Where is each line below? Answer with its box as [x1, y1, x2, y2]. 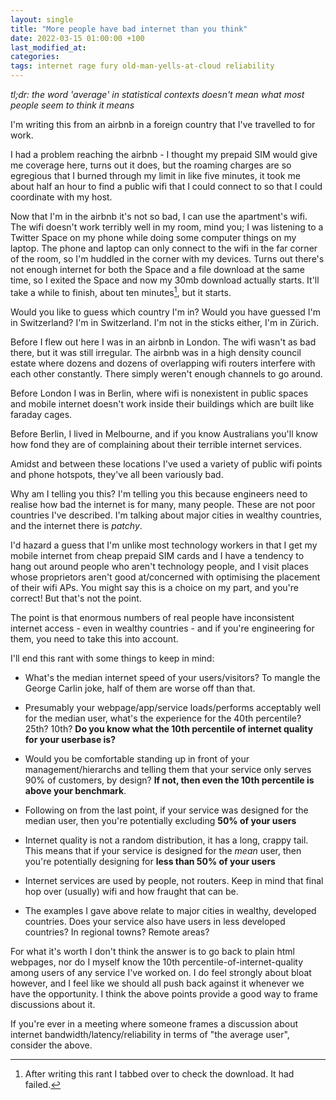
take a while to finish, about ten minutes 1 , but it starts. [10, 285, 232, 298]
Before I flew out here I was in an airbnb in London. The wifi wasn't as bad [10, 336, 317, 348]
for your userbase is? [24, 733, 117, 745]
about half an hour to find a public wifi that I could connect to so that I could [10, 181, 323, 192]
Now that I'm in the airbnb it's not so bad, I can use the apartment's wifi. [10, 211, 308, 222]
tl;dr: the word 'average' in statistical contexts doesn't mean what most [10, 89, 305, 100]
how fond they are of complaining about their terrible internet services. [10, 438, 302, 450]
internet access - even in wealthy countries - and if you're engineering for [10, 622, 315, 634]
